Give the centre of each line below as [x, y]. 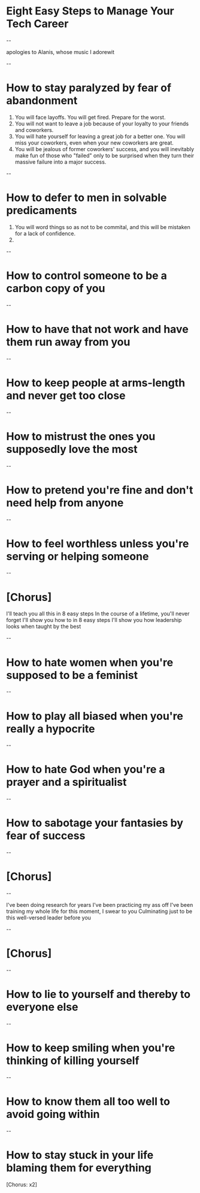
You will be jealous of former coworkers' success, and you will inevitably [104, 149]
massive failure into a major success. [60, 162]
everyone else [42, 1007]
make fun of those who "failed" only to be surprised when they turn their [104, 155]
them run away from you [68, 342]
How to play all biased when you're [95, 716]
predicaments [42, 211]
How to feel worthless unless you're [98, 543]
